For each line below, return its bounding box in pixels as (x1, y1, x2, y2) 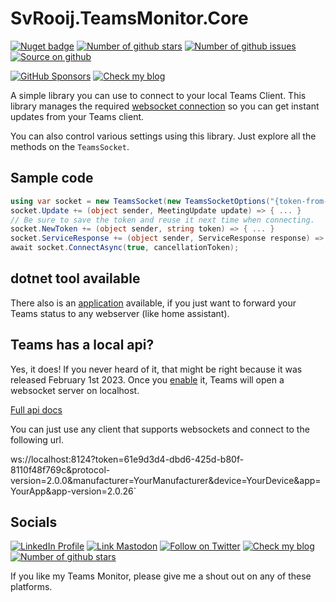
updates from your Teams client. (10, 110, 145, 122)
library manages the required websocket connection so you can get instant (10, 100, 320, 112)
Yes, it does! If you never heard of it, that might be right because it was (10, 363, 303, 375)
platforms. (10, 581, 53, 593)
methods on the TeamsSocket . (10, 140, 130, 152)
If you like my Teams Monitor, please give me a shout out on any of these (10, 570, 312, 582)
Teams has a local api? (10, 337, 155, 354)
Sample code (10, 170, 94, 187)
